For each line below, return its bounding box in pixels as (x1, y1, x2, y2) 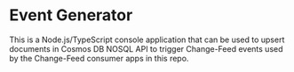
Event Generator (9, 5, 133, 25)
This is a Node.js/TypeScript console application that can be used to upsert (9, 34, 285, 45)
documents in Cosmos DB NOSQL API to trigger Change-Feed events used (9, 43, 283, 54)
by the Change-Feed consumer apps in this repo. (9, 53, 189, 63)
